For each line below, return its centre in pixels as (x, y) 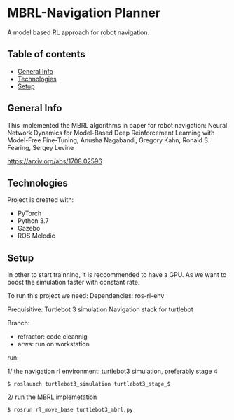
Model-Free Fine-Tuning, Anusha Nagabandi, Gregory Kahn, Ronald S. (109, 140)
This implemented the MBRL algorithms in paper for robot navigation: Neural (117, 125)
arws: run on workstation (53, 344)
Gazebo (29, 229)
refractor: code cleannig (52, 337)
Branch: (19, 323)
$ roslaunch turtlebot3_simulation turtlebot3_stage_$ (89, 384)
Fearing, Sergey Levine (41, 147)
